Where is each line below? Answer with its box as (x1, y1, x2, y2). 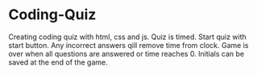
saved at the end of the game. (8, 57, 108, 67)
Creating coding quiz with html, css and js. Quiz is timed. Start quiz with (8, 32, 247, 41)
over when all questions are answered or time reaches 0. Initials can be (8, 49, 244, 58)
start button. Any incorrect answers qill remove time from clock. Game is (8, 40, 249, 49)
